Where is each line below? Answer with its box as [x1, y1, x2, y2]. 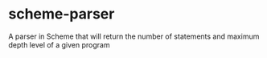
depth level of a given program [8, 39, 110, 49]
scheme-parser [8, 5, 115, 23]
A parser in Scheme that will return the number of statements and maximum [8, 31, 260, 41]
